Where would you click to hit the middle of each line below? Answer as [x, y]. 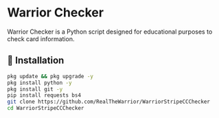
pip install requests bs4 [44, 95]
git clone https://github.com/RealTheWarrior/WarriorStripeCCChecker [109, 102]
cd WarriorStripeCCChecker [46, 108]
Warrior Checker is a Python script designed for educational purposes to [110, 32]
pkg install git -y [35, 89]
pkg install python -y [39, 83]
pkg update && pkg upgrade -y [50, 76]
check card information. [41, 38]
